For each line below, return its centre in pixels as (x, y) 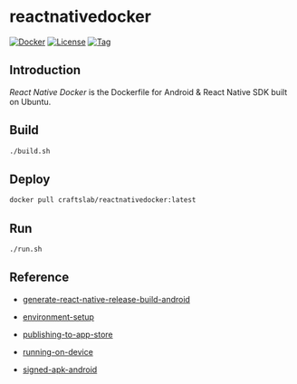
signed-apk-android (60, 370)
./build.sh (30, 151)
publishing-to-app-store (67, 334)
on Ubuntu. (30, 101)
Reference (39, 278)
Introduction (45, 70)
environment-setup (58, 317)
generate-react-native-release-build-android (106, 299)
